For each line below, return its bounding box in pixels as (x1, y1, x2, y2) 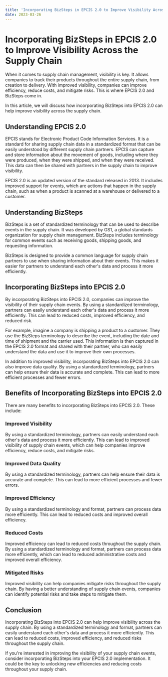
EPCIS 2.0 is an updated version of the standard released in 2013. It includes (5, 178, 163, 184)
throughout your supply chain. (5, 666, 67, 672)
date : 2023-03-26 (5, 12, 41, 17)
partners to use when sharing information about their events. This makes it (5, 258, 159, 264)
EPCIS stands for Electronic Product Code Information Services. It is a (5, 136, 149, 142)
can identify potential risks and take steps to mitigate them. (5, 591, 127, 597)
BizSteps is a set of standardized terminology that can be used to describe (5, 221, 159, 227)
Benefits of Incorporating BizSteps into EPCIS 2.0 (5, 389, 162, 397)
